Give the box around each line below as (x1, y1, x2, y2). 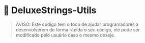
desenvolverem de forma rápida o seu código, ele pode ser (15, 26, 140, 32)
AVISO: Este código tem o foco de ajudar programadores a (15, 21, 139, 27)
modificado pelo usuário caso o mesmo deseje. (15, 32, 115, 38)
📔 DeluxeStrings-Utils (3, 5, 97, 16)
